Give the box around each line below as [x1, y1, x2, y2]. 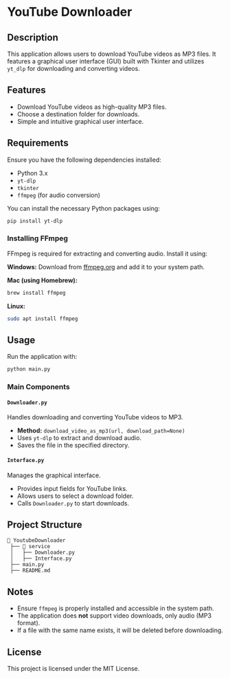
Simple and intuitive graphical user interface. [16, 117, 144, 125]
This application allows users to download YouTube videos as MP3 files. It [7, 50, 216, 58]
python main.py [7, 366, 51, 373]
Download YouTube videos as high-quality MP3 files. [16, 103, 167, 111]
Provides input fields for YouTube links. [16, 484, 128, 492]
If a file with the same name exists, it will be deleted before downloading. [16, 626, 223, 634]
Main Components [7, 382, 70, 392]
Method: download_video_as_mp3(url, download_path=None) [16, 426, 185, 435]
